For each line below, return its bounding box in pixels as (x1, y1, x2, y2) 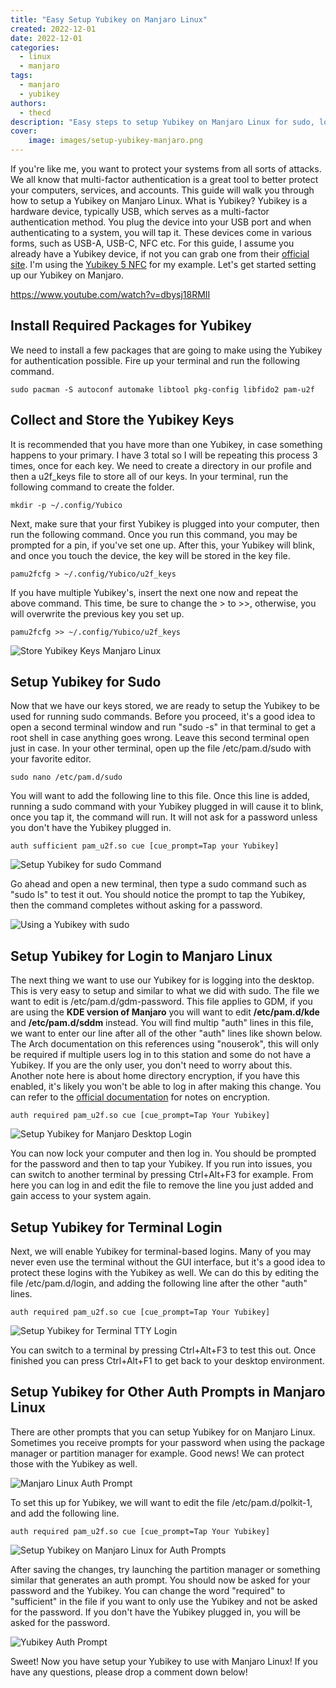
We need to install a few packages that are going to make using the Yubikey (10, 344, 323, 356)
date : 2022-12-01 (10, 33, 83, 43)
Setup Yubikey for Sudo (10, 674, 162, 691)
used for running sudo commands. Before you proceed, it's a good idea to (10, 711, 316, 723)
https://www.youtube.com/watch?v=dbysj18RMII (10, 289, 211, 300)
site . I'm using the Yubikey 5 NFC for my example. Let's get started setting (10, 259, 317, 270)
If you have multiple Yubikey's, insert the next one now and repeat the (10, 586, 299, 598)
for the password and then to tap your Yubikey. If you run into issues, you (10, 1158, 313, 1170)
